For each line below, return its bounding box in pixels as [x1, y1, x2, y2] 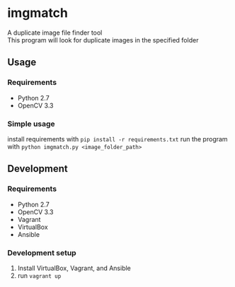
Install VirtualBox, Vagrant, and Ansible [17, 264, 131, 272]
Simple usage [7, 119, 55, 129]
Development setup [7, 247, 76, 257]
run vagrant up [17, 271, 62, 280]
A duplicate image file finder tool [7, 28, 103, 37]
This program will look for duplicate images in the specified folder [7, 35, 199, 44]
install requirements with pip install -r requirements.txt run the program [7, 134, 228, 143]
